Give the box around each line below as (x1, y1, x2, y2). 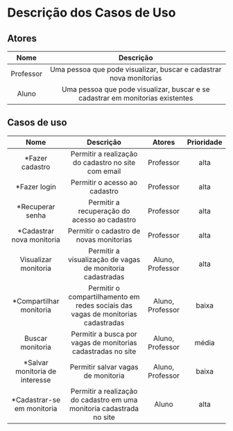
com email (87, 166, 121, 176)
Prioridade (187, 137, 223, 147)
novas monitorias (76, 234, 132, 244)
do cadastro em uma (70, 395, 138, 405)
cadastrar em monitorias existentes (78, 94, 193, 103)
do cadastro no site (72, 157, 136, 167)
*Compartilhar (12, 296, 60, 306)
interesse (20, 375, 51, 385)
